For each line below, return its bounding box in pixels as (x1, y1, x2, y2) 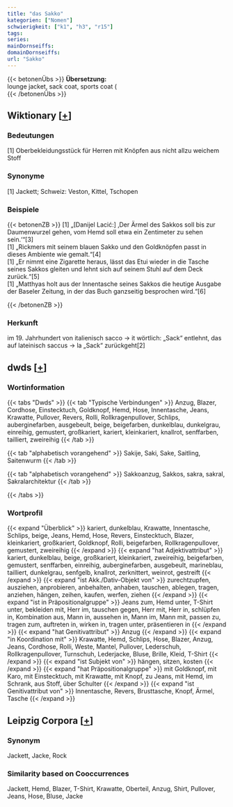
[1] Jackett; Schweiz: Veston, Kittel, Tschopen (7, 187, 138, 195)
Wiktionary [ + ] (7, 110, 72, 122)
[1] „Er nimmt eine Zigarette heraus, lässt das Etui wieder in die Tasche (7, 257, 209, 266)
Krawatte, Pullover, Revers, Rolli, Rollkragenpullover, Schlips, (7, 413, 181, 422)
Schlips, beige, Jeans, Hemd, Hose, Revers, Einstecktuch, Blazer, (7, 531, 194, 540)
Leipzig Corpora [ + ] (7, 714, 94, 726)
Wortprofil (7, 508, 43, 518)
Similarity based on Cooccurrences (7, 769, 129, 778)
